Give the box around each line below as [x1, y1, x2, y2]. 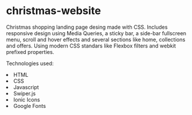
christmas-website [6, 4, 101, 18]
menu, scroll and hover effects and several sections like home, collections [6, 36, 186, 43]
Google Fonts [14, 102, 46, 109]
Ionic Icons [14, 96, 40, 103]
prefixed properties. [6, 48, 55, 55]
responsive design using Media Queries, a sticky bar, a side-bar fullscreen [6, 29, 187, 36]
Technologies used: [6, 60, 54, 67]
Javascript [14, 83, 39, 90]
